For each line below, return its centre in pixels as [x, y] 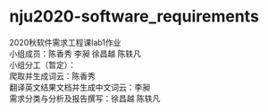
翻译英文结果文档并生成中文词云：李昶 [80, 87]
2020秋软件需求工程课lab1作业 [65, 42]
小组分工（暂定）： [42, 65]
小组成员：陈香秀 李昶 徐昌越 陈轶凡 [75, 53]
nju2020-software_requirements [134, 17]
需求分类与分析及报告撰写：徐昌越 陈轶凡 [85, 98]
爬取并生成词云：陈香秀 [52, 76]
